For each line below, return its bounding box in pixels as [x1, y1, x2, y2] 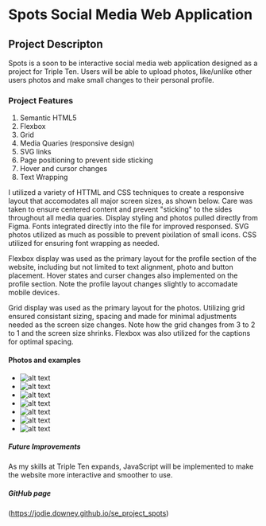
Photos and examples [8, 355, 81, 364]
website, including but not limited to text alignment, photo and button [8, 263, 233, 272]
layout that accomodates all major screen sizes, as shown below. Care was [8, 197, 253, 206]
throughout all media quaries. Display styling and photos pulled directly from [8, 213, 258, 223]
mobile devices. [8, 288, 60, 298]
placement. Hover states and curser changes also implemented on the [8, 271, 238, 280]
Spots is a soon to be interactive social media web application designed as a [8, 58, 258, 68]
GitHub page [8, 489, 52, 498]
